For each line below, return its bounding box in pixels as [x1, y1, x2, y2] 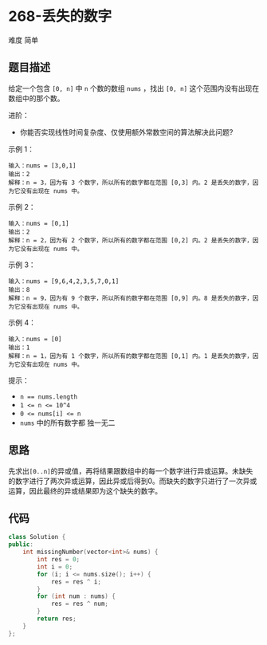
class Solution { [8, 533, 66, 541]
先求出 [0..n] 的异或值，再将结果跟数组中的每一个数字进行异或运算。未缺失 [8, 466, 253, 475]
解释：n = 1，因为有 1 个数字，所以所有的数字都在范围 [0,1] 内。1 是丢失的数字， [8, 352, 253, 360]
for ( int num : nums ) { [37, 592, 116, 600]
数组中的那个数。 [8, 93, 65, 103]
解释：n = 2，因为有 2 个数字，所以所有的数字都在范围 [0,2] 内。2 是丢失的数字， [8, 236, 253, 244]
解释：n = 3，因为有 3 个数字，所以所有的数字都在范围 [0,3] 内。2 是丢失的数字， [8, 179, 253, 187]
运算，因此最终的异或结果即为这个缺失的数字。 [8, 486, 162, 495]
